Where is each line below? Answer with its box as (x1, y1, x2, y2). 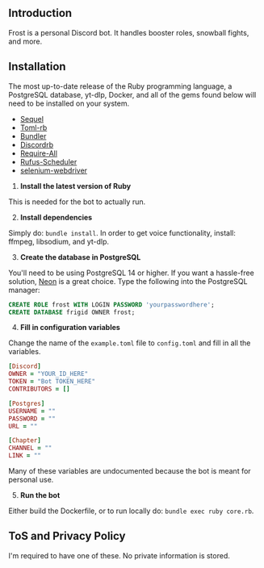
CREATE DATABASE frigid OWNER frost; (8, 308, 136, 316)
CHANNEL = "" (8, 444, 52, 453)
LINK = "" (8, 452, 42, 460)
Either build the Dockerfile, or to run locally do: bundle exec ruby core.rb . (8, 506, 254, 516)
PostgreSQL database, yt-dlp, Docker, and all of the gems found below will (8, 90, 257, 99)
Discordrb (19, 140, 54, 149)
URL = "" (8, 422, 38, 430)
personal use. (8, 475, 54, 484)
